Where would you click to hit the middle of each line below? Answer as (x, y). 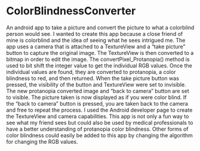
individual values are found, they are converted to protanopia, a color (91, 72)
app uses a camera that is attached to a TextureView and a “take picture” (96, 47)
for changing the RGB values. (42, 141)
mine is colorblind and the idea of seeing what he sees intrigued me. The (96, 40)
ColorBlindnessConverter (71, 11)
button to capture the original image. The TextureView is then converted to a (100, 53)
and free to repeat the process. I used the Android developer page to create (99, 110)
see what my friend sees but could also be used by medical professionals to (100, 122)
